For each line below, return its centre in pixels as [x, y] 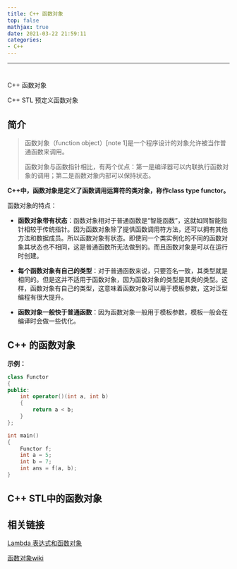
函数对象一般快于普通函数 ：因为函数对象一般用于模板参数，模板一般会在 [122, 312]
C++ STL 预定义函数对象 [43, 100]
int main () [23, 435]
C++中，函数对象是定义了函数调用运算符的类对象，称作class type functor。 [119, 190]
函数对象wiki [25, 558]
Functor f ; [36, 448]
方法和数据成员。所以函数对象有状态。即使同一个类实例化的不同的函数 [120, 238]
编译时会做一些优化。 [48, 321]
